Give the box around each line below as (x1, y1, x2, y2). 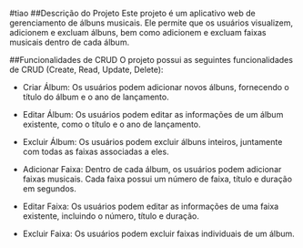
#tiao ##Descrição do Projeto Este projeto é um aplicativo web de (9, 8, 257, 18)
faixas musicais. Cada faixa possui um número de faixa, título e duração (22, 173, 293, 184)
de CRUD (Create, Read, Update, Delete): (9, 64, 164, 75)
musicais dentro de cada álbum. (9, 36, 130, 47)
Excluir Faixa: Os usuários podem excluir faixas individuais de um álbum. (22, 228, 296, 239)
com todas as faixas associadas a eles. (22, 146, 170, 157)
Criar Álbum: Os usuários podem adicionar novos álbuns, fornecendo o (22, 82, 289, 92)
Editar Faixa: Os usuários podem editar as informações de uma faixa (22, 201, 279, 212)
